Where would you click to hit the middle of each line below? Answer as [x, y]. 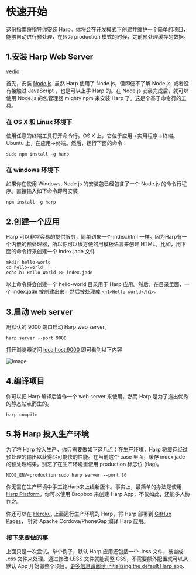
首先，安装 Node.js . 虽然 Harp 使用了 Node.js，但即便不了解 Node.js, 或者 [95, 83]
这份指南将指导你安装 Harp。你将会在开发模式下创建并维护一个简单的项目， [97, 29]
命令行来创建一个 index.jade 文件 [56, 252]
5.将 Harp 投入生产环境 [48, 434]
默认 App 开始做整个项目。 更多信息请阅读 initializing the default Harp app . [95, 566]
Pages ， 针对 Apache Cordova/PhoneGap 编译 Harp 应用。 [78, 521]
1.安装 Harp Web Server [50, 57]
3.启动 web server [39, 311]
